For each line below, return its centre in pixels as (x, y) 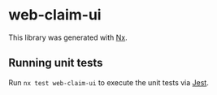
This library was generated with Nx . (68, 37)
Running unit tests (56, 63)
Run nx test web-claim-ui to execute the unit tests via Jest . (108, 82)
